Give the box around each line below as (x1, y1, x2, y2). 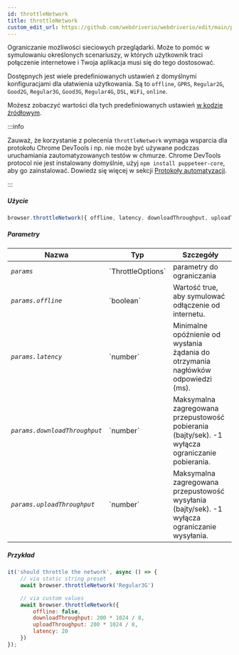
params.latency (11, 353, 63, 361)
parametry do (173, 262, 218, 272)
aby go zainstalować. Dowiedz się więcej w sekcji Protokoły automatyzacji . (7, 167, 228, 175)
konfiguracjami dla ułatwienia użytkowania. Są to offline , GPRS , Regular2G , (7, 80, 225, 88)
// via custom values (20, 594, 84, 602)
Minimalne (173, 321, 208, 331)
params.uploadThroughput (11, 501, 95, 509)
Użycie (7, 197, 28, 205)
